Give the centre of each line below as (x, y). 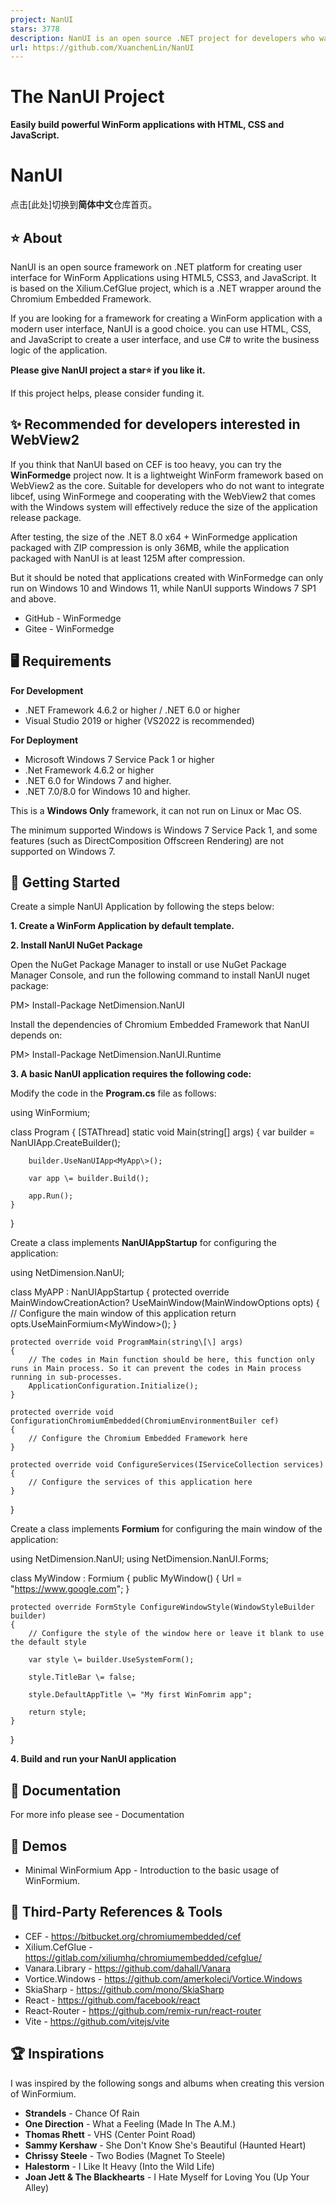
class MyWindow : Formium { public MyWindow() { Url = (126, 1578)
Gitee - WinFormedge (69, 628)
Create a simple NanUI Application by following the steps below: (142, 907)
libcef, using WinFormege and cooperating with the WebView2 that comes (163, 496)
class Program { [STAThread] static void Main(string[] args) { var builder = (162, 1132)
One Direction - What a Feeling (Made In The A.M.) (130, 2123)
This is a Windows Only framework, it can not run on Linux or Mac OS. (156, 810)
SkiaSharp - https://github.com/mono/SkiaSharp (124, 1989)
